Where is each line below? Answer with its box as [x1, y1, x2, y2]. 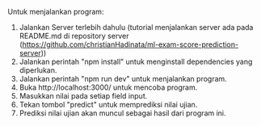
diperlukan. [19, 65, 57, 75]
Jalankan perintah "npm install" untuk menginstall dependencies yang [19, 57, 253, 66]
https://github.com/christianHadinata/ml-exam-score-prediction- [22, 40, 239, 49]
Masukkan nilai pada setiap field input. [19, 91, 148, 100]
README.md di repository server [19, 31, 129, 40]
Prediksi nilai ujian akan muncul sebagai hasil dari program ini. [19, 108, 227, 118]
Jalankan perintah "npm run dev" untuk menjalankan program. [19, 74, 227, 83]
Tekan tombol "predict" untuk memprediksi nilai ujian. [19, 100, 198, 109]
